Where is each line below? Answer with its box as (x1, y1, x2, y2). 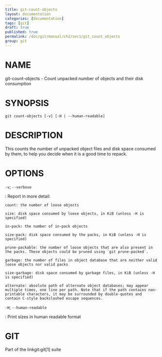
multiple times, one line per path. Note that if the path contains (5, 287, 146, 292)
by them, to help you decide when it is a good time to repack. (5, 151, 128, 156)
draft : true (5, 25, 29, 30)
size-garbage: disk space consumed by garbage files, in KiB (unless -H (5, 270, 155, 275)
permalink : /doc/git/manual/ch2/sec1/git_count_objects (5, 34, 120, 39)
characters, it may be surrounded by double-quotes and (26, 292, 142, 296)
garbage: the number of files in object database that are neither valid (5, 258, 158, 263)
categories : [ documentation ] (5, 16, 64, 21)
